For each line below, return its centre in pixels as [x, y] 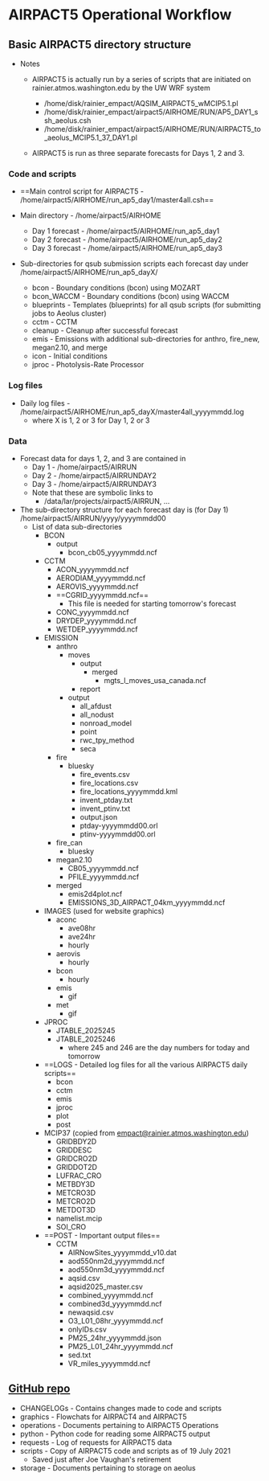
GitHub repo [39, 1389]
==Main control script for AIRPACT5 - [82, 191]
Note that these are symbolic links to [92, 493]
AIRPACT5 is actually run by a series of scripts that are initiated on [141, 79]
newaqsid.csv [91, 1312]
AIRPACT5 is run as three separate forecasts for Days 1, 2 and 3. [138, 153]
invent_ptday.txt [106, 800]
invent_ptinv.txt [105, 808]
